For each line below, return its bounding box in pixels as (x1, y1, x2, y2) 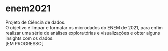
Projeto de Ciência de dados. (5, 19, 66, 25)
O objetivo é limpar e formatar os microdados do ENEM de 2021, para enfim (5, 24, 163, 30)
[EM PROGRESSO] (5, 40, 44, 46)
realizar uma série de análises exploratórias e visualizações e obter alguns (5, 30, 160, 36)
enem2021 (5, 3, 51, 14)
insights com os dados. (5, 35, 54, 41)
